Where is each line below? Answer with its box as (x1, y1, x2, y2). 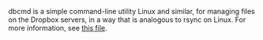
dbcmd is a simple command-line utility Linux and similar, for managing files (8, 7, 255, 16)
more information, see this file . (8, 24, 108, 32)
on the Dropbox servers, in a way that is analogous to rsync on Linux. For (8, 15, 246, 24)
